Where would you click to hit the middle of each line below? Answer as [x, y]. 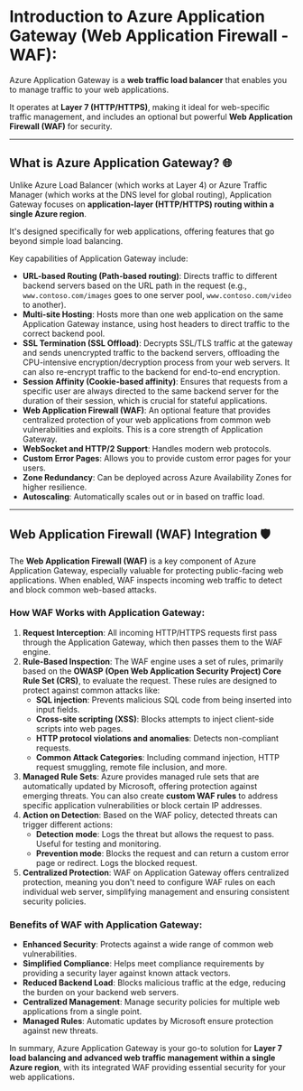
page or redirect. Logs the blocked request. [117, 863]
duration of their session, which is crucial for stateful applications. [145, 400]
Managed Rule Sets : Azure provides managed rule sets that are [141, 776]
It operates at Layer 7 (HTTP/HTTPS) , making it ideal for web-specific [140, 107]
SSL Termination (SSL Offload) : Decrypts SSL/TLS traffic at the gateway [157, 343]
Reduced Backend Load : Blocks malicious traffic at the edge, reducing [154, 983]
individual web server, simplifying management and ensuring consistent [156, 891]
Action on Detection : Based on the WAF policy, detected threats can [150, 815]
